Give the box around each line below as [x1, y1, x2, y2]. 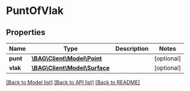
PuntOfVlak [6, 4, 64, 17]
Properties [6, 27, 46, 37]
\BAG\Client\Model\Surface [31, 64, 110, 72]
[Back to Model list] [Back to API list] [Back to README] [6, 79, 140, 86]
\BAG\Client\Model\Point [31, 54, 102, 62]
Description [115, 45, 149, 52]
